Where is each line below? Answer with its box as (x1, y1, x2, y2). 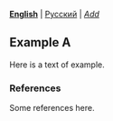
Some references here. (9, 103, 95, 114)
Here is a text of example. (9, 59, 106, 70)
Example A (9, 35, 71, 50)
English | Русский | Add (9, 9, 99, 19)
